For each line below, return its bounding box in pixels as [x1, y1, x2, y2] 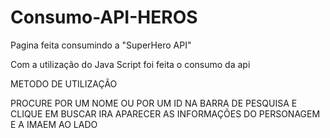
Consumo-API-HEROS [10, 6, 198, 29]
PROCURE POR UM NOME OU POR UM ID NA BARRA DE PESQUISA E [10, 97, 298, 109]
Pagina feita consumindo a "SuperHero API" [10, 39, 192, 51]
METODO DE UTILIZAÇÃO [10, 77, 118, 90]
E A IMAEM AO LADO [10, 118, 98, 130]
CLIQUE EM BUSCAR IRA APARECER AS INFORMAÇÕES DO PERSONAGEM [10, 107, 321, 120]
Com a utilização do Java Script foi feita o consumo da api [10, 58, 251, 70]
